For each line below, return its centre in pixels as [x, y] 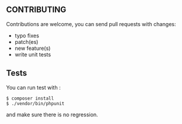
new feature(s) [32, 48]
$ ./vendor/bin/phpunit [35, 103]
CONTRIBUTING [36, 10]
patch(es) [26, 42]
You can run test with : [33, 87]
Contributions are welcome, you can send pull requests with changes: [91, 24]
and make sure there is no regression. [52, 115]
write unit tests [33, 54]
